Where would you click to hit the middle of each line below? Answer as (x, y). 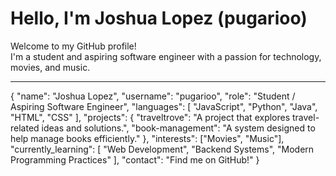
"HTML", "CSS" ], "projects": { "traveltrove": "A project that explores (150, 117)
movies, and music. (50, 67)
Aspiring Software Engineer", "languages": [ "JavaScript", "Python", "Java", (164, 106)
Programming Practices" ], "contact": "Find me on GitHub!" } (135, 159)
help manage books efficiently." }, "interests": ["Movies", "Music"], (147, 138)
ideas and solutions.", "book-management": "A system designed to (178, 128)
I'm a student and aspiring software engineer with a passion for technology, (166, 56)
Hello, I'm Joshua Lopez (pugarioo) (159, 18)
